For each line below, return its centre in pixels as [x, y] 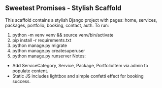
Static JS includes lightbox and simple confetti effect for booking [78, 76]
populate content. [30, 71]
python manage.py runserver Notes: [49, 56]
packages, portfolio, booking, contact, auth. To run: [57, 25]
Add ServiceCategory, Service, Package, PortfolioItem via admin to [80, 65]
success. [21, 81]
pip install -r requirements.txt [42, 40]
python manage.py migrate [40, 45]
